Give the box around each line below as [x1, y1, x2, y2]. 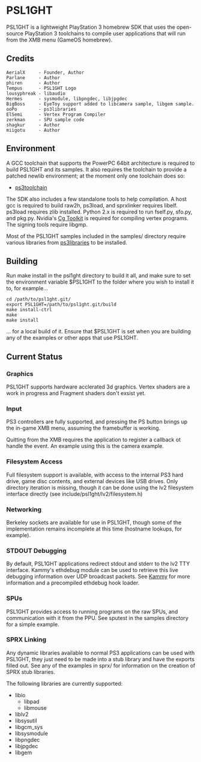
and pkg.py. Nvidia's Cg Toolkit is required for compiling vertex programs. [6, 214, 189, 222]
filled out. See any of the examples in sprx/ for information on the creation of [6, 662, 196, 669]
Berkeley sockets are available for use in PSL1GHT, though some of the [6, 519, 182, 526]
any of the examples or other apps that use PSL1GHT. [6, 334, 139, 342]
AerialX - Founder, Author [6, 70, 85, 76]
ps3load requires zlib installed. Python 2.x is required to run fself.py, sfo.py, [6, 208, 193, 215]
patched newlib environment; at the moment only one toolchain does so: [6, 172, 185, 179]
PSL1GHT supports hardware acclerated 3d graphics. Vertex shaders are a [6, 383, 190, 390]
